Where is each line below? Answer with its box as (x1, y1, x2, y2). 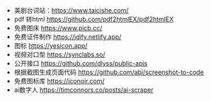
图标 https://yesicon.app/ (13, 42, 88, 49)
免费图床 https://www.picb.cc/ (13, 24, 103, 32)
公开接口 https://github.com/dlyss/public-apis (13, 59, 148, 67)
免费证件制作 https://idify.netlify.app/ (13, 32, 122, 41)
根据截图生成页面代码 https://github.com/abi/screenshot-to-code (13, 68, 204, 76)
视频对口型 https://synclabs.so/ (13, 50, 105, 59)
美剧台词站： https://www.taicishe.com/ (13, 6, 129, 14)
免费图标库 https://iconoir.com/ (13, 77, 105, 85)
